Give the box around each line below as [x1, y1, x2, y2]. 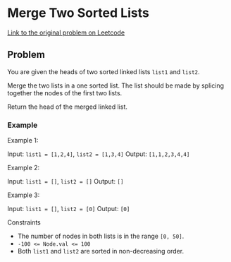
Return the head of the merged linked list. [7, 102, 128, 111]
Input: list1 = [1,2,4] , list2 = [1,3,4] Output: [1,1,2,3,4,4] [7, 150, 190, 158]
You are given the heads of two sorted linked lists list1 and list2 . [7, 67, 200, 76]
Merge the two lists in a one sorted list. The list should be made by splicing [7, 81, 224, 90]
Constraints [7, 218, 41, 227]
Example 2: [7, 164, 40, 172]
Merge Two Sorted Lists [7, 5, 149, 21]
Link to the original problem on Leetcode [7, 28, 125, 37]
